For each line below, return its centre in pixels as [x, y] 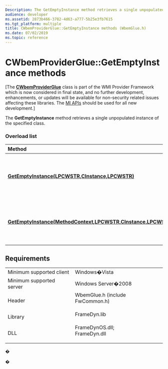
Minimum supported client [38, 272]
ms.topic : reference [27, 38]
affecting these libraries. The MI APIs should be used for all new [71, 102]
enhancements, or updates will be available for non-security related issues [82, 97]
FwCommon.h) [92, 301]
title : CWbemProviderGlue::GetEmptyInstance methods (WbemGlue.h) [76, 28]
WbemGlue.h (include [100, 294]
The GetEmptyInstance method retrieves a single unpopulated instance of [82, 117]
